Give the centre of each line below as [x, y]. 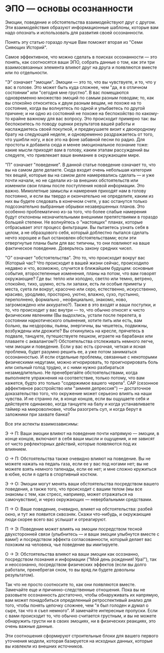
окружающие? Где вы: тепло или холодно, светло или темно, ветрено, [79, 279]
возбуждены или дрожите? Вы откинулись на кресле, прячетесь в [75, 331]
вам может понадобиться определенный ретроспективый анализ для [78, 600]
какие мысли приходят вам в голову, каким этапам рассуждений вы [77, 150]
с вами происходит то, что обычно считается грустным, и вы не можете [81, 616]
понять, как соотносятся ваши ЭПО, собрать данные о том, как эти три [80, 62]
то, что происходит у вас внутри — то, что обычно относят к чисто [75, 310]
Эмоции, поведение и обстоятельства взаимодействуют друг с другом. [81, 22]
